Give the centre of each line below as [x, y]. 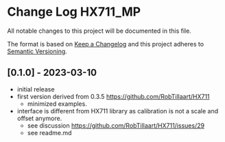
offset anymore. [39, 118]
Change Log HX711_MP [74, 12]
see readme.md [49, 132]
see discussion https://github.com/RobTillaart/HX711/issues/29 [116, 125]
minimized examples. [57, 104]
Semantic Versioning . [37, 51]
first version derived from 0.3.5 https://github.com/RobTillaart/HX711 [114, 96]
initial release [36, 89]
